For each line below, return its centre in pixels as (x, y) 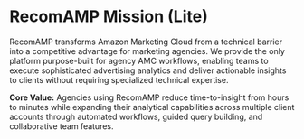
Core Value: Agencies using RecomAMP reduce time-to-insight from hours (149, 97)
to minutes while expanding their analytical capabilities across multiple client (152, 107)
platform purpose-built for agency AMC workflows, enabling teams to (139, 60)
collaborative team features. (62, 126)
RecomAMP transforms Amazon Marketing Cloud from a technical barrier (146, 42)
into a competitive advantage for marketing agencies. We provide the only (147, 51)
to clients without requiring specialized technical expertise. (119, 79)
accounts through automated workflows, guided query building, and (136, 116)
